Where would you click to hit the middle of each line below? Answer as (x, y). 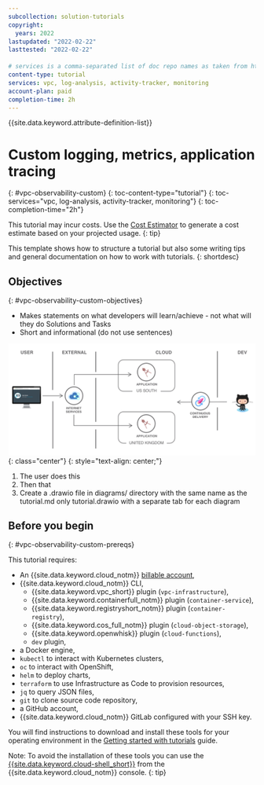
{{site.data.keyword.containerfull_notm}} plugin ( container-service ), (142, 600)
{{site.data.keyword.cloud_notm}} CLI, (81, 583)
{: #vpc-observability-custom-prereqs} (71, 545)
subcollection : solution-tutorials (66, 17)
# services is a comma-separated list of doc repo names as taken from (128, 67)
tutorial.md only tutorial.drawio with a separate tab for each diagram (130, 501)
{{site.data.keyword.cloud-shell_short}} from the (86, 764)
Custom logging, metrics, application (132, 154)
